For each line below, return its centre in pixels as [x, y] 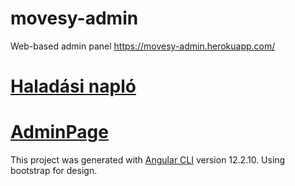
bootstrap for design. [54, 171]
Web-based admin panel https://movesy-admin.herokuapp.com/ [143, 46]
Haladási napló [73, 86]
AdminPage [59, 132]
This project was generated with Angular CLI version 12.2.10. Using [148, 160]
